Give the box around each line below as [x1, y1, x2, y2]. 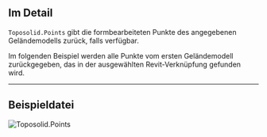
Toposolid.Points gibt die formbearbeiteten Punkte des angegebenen [8, 27, 237, 36]
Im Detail [8, 6, 53, 20]
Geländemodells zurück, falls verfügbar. [8, 36, 139, 45]
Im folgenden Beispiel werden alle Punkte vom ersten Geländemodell [8, 51, 234, 60]
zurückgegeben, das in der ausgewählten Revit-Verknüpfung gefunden [8, 59, 241, 69]
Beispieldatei [8, 98, 75, 112]
